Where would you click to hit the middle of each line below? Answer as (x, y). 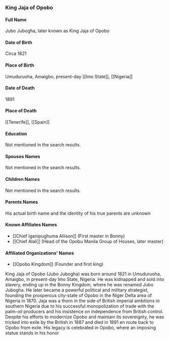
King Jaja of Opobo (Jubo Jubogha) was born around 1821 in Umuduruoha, (83, 274)
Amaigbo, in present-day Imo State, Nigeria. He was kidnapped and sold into (85, 279)
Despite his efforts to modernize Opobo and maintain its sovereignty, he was (85, 317)
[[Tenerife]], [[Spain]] (27, 122)
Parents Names (22, 202)
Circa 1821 (16, 54)
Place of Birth (20, 65)
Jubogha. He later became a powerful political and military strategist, (77, 290)
